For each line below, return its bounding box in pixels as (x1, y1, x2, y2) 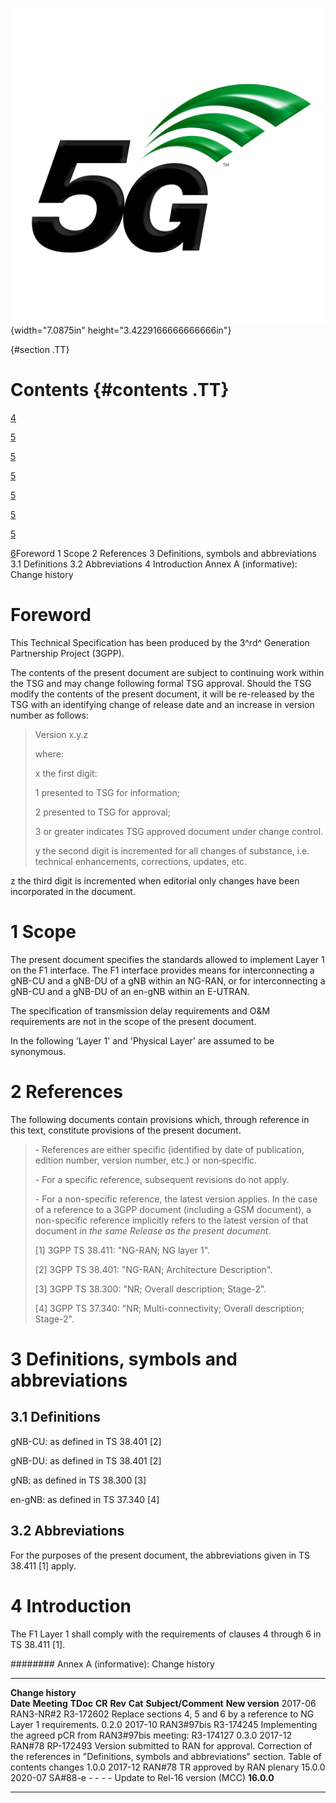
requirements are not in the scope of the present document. (10, 1015, 257, 1027)
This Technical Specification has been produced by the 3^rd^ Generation (10, 636, 310, 648)
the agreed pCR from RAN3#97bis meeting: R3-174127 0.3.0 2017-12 (10, 1729, 292, 1741)
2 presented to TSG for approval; (34, 806, 171, 818)
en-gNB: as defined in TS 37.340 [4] (10, 1493, 160, 1505)
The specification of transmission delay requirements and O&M (10, 1004, 271, 1017)
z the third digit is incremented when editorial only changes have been (10, 874, 300, 887)
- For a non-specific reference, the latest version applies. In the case (34, 1193, 318, 1205)
